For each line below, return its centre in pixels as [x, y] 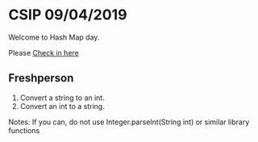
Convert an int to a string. [62, 106]
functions [24, 130]
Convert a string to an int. [62, 98]
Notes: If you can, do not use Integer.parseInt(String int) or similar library [129, 122]
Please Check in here [44, 52]
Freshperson [41, 78]
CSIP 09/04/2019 [68, 15]
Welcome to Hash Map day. [54, 37]
